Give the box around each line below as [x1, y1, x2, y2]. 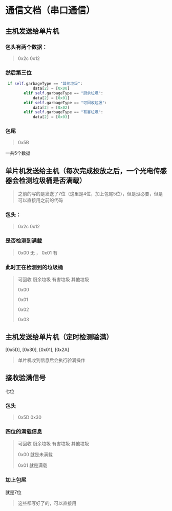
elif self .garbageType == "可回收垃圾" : [24, 100, 107, 105]
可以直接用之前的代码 [17, 197, 63, 203]
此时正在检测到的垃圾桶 [5, 264, 63, 271]
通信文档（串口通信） [5, 5, 96, 16]
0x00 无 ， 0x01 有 [17, 249, 58, 256]
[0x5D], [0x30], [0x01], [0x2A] [5, 346, 70, 352]
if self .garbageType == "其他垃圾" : [7, 81, 83, 86]
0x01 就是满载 [17, 462, 48, 468]
